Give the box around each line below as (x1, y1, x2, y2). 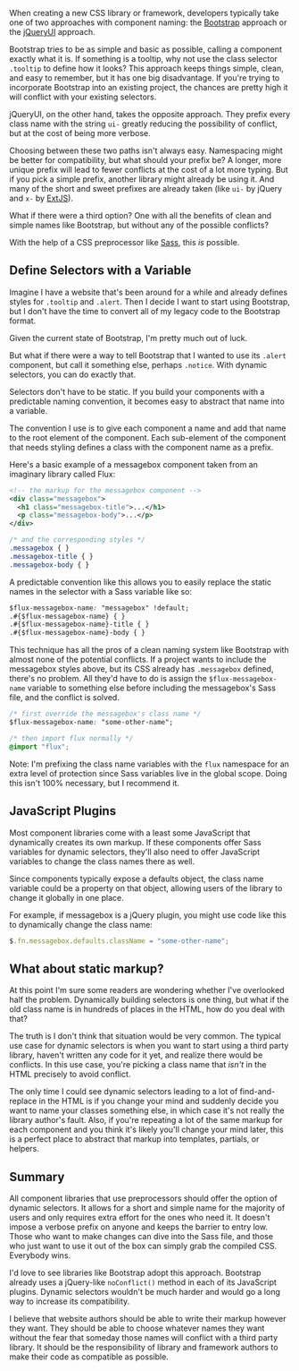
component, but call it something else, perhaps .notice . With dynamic (9, 359, 268, 370)
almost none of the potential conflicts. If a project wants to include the (9, 654, 267, 665)
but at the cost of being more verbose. (9, 128, 152, 138)
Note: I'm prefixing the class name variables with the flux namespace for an (9, 758, 290, 769)
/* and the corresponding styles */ (9, 536, 145, 544)
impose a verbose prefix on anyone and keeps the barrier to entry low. (9, 1221, 268, 1232)
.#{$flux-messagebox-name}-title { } (9, 620, 150, 630)
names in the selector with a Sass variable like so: (9, 586, 193, 596)
